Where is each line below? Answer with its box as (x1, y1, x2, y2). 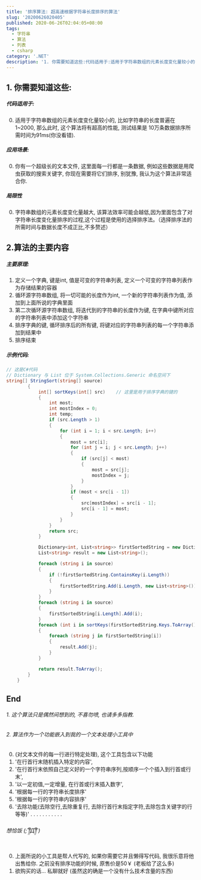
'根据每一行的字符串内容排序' (14, 795, 87, 802)
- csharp (11, 48, 33, 54)
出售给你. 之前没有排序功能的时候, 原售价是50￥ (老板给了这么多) (14, 860, 175, 867)
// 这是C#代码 (6, 367, 38, 373)
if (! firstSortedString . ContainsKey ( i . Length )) (48, 572, 170, 578)
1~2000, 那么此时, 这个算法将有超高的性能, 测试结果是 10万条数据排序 (14, 124, 186, 131)
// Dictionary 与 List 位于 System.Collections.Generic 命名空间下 (6, 372, 170, 378)
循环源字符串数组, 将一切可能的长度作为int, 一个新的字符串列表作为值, (14, 291, 187, 299)
